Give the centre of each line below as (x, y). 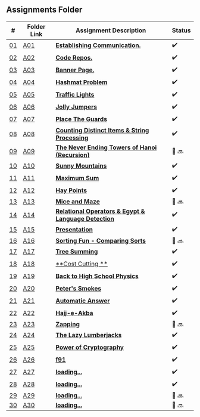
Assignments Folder (44, 10)
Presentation (74, 230)
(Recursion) (73, 155)
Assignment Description (111, 30)
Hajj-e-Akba (74, 313)
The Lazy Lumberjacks (89, 335)
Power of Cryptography (90, 347)
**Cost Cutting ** (82, 264)
